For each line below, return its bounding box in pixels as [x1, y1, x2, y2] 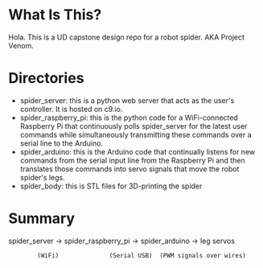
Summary [8, 209, 75, 228]
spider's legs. [19, 172, 66, 182]
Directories [8, 69, 84, 88]
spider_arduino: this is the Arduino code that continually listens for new [19, 146, 256, 156]
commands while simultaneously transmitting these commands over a [19, 130, 252, 139]
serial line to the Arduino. [19, 138, 103, 148]
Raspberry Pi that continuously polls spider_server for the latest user [19, 121, 248, 130]
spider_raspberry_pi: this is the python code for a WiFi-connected [19, 113, 239, 122]
